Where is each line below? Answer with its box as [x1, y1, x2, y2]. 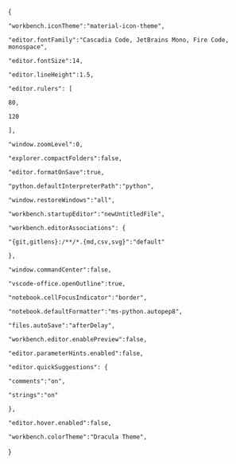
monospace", [8, 43, 48, 51]
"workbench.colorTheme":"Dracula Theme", [8, 433, 148, 441]
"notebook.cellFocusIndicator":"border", [8, 294, 148, 302]
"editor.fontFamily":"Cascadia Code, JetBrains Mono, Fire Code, [8, 36, 229, 44]
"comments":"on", [8, 377, 66, 385]
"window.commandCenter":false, [8, 266, 112, 274]
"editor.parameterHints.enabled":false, [8, 349, 145, 357]
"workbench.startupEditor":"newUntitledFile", [8, 210, 165, 218]
